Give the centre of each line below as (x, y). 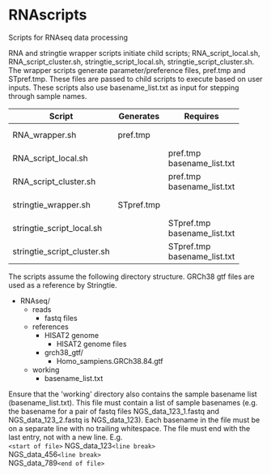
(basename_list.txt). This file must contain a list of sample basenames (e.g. (133, 402)
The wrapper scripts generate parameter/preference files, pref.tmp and (127, 70)
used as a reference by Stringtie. (63, 285)
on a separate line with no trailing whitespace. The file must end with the (129, 428)
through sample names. (48, 96)
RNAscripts (48, 15)
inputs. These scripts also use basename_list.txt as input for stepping (124, 88)
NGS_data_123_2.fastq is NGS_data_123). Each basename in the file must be (134, 420)
